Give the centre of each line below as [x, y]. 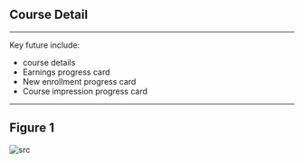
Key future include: [45, 45]
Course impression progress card [85, 91]
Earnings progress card [66, 72]
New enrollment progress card [79, 81]
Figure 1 [32, 128]
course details [49, 62]
